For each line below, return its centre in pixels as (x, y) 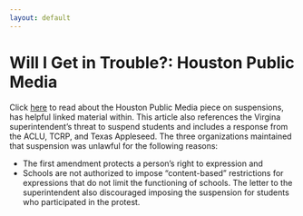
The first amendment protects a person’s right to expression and (142, 163)
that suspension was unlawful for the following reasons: (114, 145)
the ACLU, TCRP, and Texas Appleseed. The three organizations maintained (151, 136)
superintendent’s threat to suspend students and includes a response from (149, 126)
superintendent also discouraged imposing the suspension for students (156, 192)
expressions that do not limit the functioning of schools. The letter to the (157, 182)
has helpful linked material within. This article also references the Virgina (145, 117)
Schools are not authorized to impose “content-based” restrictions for (153, 172)
